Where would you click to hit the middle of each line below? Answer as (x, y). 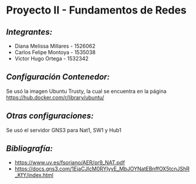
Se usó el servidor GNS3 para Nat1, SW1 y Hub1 (64, 130)
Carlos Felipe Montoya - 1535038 (55, 52)
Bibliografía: (29, 148)
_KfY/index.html (34, 175)
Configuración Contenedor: (58, 77)
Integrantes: (29, 32)
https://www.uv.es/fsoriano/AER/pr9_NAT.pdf (70, 163)
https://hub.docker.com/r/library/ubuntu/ (55, 97)
